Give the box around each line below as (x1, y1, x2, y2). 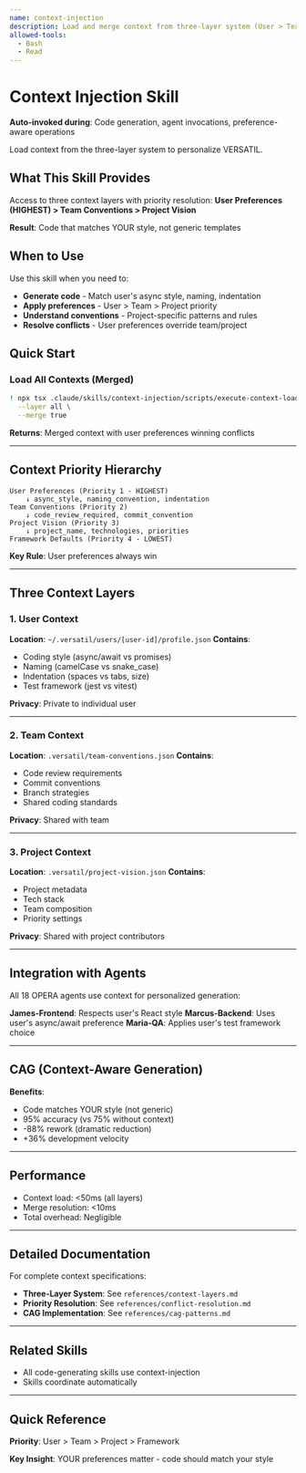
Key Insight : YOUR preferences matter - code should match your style (9, 1453, 274, 1464)
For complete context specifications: (9, 1271, 148, 1281)
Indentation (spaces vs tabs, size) (22, 670, 150, 681)
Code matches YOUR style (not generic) (22, 1104, 174, 1115)
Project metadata (22, 884, 88, 895)
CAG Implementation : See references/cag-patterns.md (22, 1308, 230, 1319)
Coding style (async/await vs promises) (22, 651, 172, 662)
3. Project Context (9, 845, 91, 858)
